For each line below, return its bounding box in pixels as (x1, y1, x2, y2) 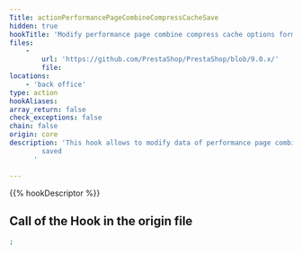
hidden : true (9, 22, 58, 31)
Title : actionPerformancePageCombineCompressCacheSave (9, 13, 219, 22)
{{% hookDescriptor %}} (9, 188, 101, 198)
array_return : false (9, 105, 87, 114)
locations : (9, 72, 50, 81)
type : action (9, 88, 58, 97)
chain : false (9, 122, 58, 131)
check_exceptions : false (9, 113, 102, 122)
